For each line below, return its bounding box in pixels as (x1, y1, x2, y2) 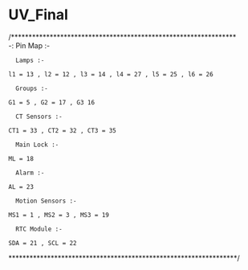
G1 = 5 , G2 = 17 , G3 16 (8, 98, 95, 106)
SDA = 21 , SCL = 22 (8, 239, 78, 247)
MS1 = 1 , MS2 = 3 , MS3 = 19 (8, 211, 110, 219)
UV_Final (8, 6, 68, 24)
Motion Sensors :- (15, 197, 78, 205)
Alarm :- (15, 169, 45, 177)
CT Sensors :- (15, 112, 63, 121)
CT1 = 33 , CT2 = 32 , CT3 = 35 (8, 126, 116, 134)
